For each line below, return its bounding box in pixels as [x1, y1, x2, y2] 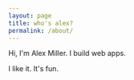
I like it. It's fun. [8, 64, 59, 74]
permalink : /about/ [8, 26, 74, 34]
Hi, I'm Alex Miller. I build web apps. [8, 49, 126, 58]
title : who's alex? [8, 19, 74, 27]
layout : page [8, 11, 52, 20]
